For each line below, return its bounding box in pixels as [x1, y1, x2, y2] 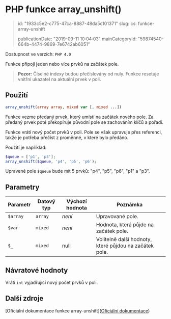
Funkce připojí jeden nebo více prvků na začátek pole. [5, 61, 119, 67]
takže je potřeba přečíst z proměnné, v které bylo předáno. [5, 134, 129, 141]
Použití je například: [5, 144, 47, 150]
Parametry [5, 182, 40, 192]
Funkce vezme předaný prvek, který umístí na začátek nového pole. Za [5, 114, 154, 120]
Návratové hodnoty [5, 266, 68, 275]
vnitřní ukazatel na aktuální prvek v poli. [17, 76, 101, 82]
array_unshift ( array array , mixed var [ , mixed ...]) [5, 104, 122, 110]
